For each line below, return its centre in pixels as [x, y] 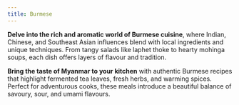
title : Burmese [30, 14]
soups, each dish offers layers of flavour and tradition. [87, 57]
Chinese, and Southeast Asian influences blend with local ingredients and [115, 42]
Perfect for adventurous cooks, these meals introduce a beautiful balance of [119, 86]
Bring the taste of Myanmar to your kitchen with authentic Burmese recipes [120, 71]
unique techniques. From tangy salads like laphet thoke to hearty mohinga [116, 49]
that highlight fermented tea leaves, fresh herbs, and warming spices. [110, 79]
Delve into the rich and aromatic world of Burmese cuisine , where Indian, [117, 34]
